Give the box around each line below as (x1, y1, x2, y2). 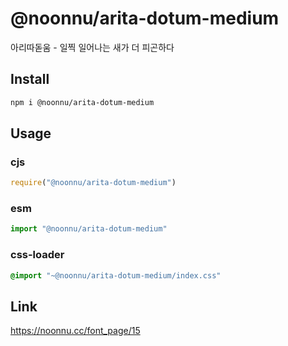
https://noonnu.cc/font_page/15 (10, 325, 141, 337)
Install (10, 71, 50, 88)
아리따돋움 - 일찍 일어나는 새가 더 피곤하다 (10, 41, 175, 53)
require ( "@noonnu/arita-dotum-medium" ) (10, 178, 177, 188)
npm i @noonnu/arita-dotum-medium (10, 97, 155, 107)
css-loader (10, 248, 65, 262)
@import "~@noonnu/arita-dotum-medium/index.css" (10, 270, 222, 281)
